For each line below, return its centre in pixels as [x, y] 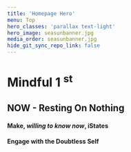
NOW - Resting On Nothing [66, 108]
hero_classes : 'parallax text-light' [61, 26]
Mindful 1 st [40, 81]
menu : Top [21, 20]
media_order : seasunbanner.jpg [52, 39]
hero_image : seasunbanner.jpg [51, 33]
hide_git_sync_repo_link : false [53, 46]
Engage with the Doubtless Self [53, 142]
